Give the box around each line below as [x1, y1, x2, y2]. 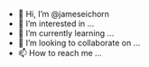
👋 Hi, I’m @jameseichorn [17, 9, 110, 19]
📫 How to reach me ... [17, 48, 102, 58]
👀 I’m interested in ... [17, 18, 95, 29]
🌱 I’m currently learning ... [17, 28, 115, 38]
